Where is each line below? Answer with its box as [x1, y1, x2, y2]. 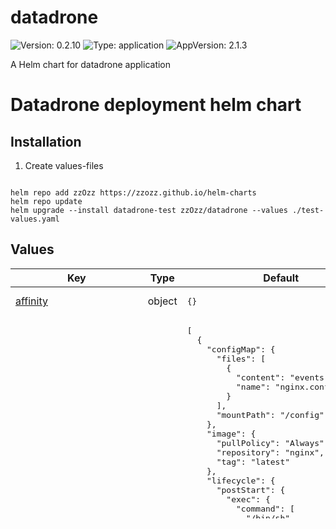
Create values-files [24, 159, 104, 171]
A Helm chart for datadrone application [10, 58, 172, 70]
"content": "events [236, 372, 325, 383]
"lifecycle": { [206, 475, 276, 486]
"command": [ [236, 503, 295, 514]
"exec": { [226, 494, 271, 505]
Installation [10, 133, 82, 150]
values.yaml [10, 214, 60, 224]
